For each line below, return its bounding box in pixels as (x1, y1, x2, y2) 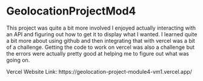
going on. (6, 56, 30, 63)
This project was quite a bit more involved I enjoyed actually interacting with (6, 24, 196, 31)
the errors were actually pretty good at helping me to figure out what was (6, 50, 189, 57)
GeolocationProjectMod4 (6, 4, 136, 18)
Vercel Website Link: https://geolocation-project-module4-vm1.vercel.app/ (6, 68, 193, 75)
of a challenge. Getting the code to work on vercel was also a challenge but (6, 44, 195, 51)
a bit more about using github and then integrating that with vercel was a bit (6, 37, 195, 44)
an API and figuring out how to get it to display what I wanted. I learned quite (6, 30, 198, 37)
